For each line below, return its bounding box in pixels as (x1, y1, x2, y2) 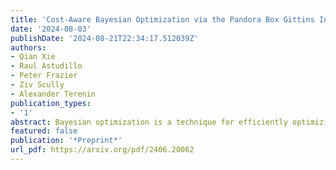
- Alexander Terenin (10, 89, 97, 99)
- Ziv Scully (10, 80, 65, 90)
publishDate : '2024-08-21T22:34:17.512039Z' (10, 33, 199, 43)
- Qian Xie (10, 52, 56, 62)
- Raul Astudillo (10, 61, 83, 71)
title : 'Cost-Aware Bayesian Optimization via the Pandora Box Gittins (10, 14, 315, 25)
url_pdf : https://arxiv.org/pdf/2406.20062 (10, 145, 195, 155)
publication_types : (10, 98, 92, 108)
